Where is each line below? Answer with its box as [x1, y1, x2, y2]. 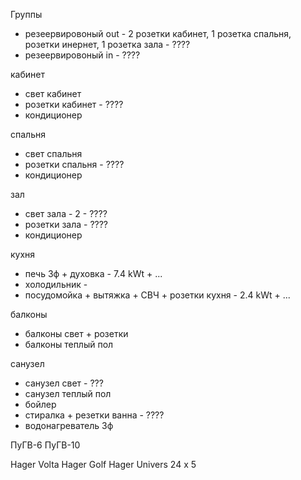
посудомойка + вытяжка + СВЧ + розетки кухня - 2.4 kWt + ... [24, 289, 291, 301]
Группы [10, 9, 43, 20]
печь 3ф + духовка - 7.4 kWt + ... [24, 268, 163, 279]
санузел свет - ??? [24, 377, 104, 389]
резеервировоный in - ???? [24, 49, 141, 61]
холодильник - [24, 279, 88, 290]
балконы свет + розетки [24, 328, 129, 339]
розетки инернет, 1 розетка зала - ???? [24, 39, 191, 50]
